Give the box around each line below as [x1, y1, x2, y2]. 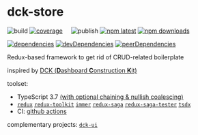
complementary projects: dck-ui [7, 120, 98, 128]
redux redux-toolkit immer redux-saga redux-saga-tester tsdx [16, 101, 191, 108]
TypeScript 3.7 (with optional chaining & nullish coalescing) [16, 93, 184, 101]
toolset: [7, 79, 29, 87]
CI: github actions [16, 107, 67, 115]
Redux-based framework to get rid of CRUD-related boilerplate [7, 52, 184, 61]
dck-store [7, 4, 64, 20]
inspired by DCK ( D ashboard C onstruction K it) [7, 66, 138, 74]
